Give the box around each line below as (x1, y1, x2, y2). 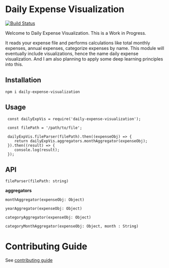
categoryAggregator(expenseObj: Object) (5, 215, 92, 220)
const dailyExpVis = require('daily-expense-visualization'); (7, 116, 141, 122)
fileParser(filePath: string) (5, 179, 69, 184)
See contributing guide (5, 257, 53, 263)
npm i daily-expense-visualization (5, 89, 80, 94)
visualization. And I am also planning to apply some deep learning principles (5, 56, 163, 62)
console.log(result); (14, 147, 60, 152)
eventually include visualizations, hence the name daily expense (5, 50, 139, 57)
